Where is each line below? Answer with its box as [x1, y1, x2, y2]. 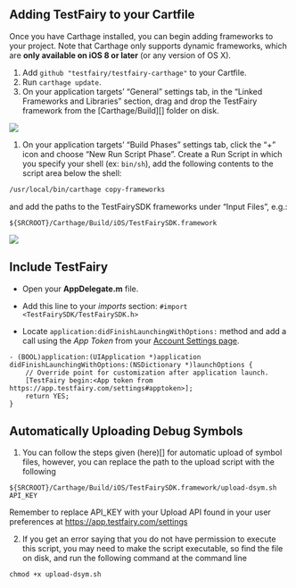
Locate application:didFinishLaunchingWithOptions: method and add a [21, 325, 287, 336]
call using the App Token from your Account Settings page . [21, 335, 240, 346]
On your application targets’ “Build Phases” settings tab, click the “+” [21, 139, 276, 150]
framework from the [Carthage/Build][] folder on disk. [21, 105, 220, 115]
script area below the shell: [21, 167, 122, 178]
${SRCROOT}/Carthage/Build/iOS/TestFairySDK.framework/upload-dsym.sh [9, 483, 277, 492]
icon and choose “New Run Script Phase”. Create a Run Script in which [21, 148, 283, 159]
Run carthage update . [21, 76, 102, 88]
